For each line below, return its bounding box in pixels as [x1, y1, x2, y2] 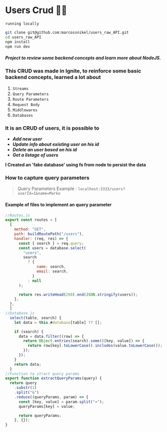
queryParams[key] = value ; [18, 404, 75, 409]
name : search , [37, 264, 66, 270]
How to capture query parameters [5, 175, 90, 181]
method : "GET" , [14, 227, 46, 232]
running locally [5, 21, 39, 26]
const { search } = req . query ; [18, 241, 84, 246]
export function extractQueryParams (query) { [5, 376, 102, 381]
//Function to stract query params [5, 371, 80, 376]
